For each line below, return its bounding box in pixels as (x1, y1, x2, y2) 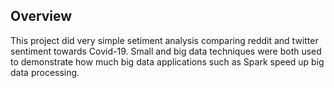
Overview (10, 8, 73, 25)
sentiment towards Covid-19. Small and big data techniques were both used (10, 45, 322, 57)
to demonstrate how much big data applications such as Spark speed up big (10, 55, 325, 68)
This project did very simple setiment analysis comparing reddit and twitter (10, 34, 319, 46)
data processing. (10, 66, 80, 78)
